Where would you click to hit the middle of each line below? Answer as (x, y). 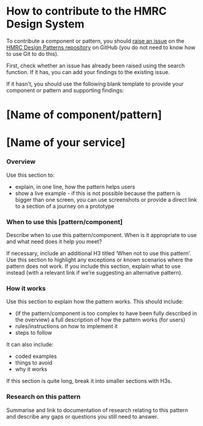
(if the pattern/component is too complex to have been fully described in (106, 314)
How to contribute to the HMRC (87, 11)
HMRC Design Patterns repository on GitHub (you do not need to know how (101, 47)
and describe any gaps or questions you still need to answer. (82, 416)
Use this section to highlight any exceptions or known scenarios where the (100, 259)
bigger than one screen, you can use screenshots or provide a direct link (106, 199)
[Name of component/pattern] (84, 115)
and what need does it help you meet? (54, 241)
